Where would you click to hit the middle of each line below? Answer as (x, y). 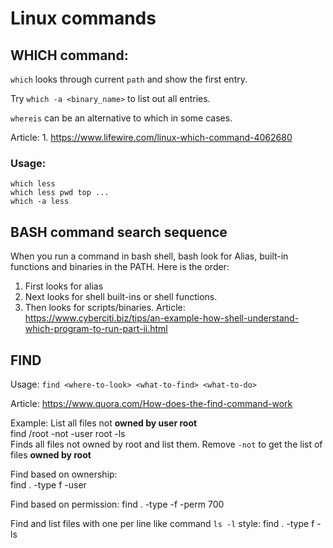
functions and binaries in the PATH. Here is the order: (120, 267)
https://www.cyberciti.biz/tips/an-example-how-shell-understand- (162, 318)
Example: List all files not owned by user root (104, 423)
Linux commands (83, 18)
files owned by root (51, 454)
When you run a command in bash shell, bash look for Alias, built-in (149, 256)
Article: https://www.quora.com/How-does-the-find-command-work (151, 403)
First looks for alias (64, 286)
